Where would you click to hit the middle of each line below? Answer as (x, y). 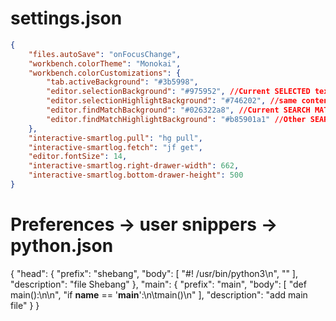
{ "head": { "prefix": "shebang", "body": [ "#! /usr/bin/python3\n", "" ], (154, 273)
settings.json (66, 18)
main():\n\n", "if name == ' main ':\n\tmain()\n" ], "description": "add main (159, 294)
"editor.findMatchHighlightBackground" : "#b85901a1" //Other (176, 119)
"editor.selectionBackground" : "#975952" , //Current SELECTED (178, 92)
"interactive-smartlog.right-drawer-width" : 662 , (134, 166)
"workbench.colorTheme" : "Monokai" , (105, 63)
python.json (62, 246)
